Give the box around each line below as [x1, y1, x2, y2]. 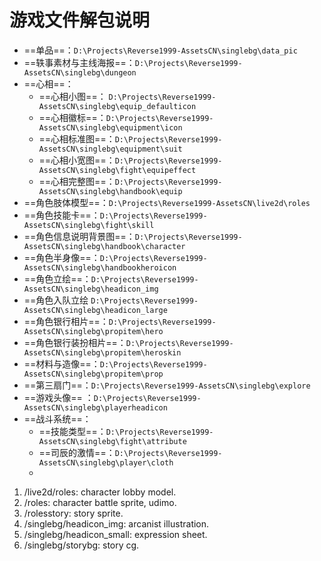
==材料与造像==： [23, 357, 101, 370]
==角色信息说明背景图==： [23, 230, 136, 242]
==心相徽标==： [38, 111, 107, 123]
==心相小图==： [38, 90, 107, 102]
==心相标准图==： [38, 132, 116, 145]
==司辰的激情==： [38, 446, 116, 458]
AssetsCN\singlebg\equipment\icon [38, 122, 183, 133]
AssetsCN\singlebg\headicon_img [23, 284, 159, 294]
